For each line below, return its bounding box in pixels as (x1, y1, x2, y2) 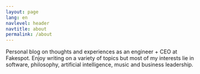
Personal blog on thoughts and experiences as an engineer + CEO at (5, 48, 178, 55)
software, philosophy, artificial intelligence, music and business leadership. (5, 61, 194, 69)
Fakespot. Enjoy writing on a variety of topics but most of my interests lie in (5, 55, 195, 62)
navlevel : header (5, 20, 50, 26)
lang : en (5, 15, 28, 21)
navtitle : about (5, 25, 47, 32)
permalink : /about (5, 32, 52, 38)
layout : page (5, 8, 39, 15)
